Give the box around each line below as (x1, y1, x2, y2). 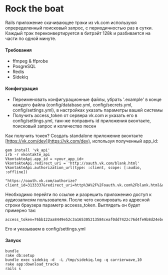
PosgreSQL (12, 63, 36, 69)
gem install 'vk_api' (5, 148, 50, 153)
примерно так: (5, 207, 36, 213)
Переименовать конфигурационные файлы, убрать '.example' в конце (12, 96, 161, 102)
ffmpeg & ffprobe (12, 58, 48, 64)
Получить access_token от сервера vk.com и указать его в (12, 112, 137, 118)
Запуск (5, 237, 21, 243)
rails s (5, 266, 21, 271)
